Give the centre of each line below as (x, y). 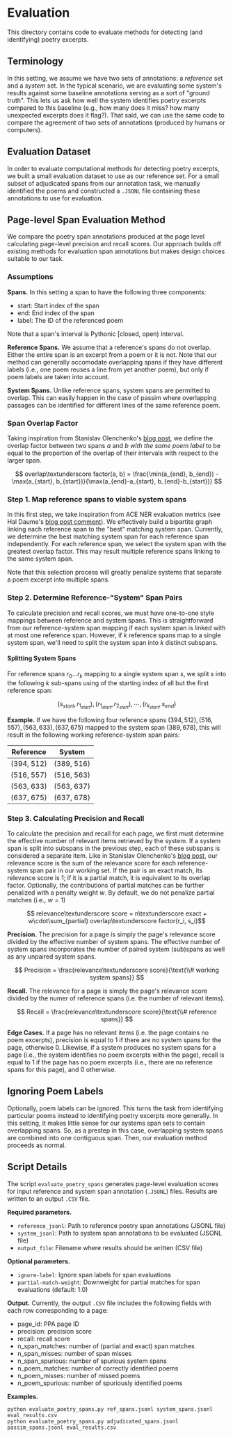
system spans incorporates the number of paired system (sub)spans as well (116, 949)
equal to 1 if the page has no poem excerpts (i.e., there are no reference (110, 1062)
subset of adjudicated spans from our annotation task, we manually (104, 183)
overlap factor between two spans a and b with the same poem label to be (114, 445)
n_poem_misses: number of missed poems (79, 1375)
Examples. (23, 1396)
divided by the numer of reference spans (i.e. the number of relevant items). (116, 998)
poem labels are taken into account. (58, 376)
